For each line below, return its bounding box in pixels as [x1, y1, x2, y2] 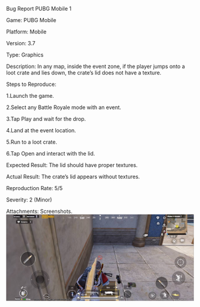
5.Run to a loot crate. [6, 138, 58, 145]
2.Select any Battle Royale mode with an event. [6, 104, 121, 111]
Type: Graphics [6, 51, 43, 58]
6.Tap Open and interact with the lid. [6, 150, 95, 157]
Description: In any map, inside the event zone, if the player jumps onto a [6, 63, 186, 70]
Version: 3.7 [6, 40, 36, 46]
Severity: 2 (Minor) [6, 196, 52, 203]
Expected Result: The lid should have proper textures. [6, 162, 138, 169]
